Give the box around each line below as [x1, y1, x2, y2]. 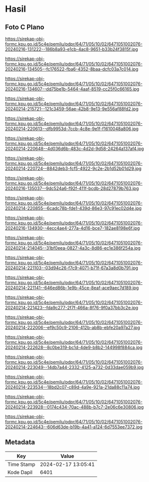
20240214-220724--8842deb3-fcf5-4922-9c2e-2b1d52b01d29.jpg [5, 165, 142, 171]
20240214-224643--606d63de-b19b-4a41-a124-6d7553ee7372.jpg [5, 424, 143, 430]
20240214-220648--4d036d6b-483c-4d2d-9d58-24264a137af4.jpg [5, 146, 144, 151]
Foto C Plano [5, 23, 44, 31]
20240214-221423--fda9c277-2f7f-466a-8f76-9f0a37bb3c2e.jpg [5, 305, 138, 310]
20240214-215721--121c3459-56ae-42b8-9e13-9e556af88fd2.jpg [5, 106, 139, 112]
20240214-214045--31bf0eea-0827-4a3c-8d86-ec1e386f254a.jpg [5, 245, 141, 251]
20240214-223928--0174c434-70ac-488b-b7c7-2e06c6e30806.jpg [5, 404, 144, 410]
